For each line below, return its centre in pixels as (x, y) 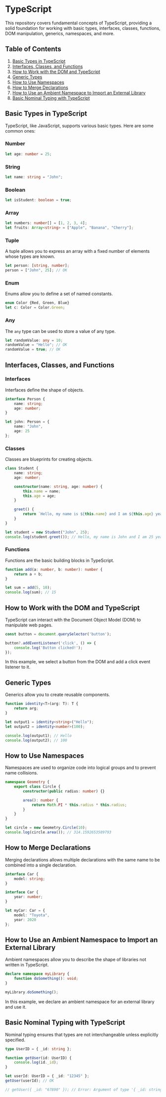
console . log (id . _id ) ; (36, 1062)
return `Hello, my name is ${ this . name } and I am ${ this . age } (88, 514)
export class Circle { (37, 787)
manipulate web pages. (29, 625)
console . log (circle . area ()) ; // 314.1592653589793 (58, 832)
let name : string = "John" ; (34, 177)
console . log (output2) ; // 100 (36, 740)
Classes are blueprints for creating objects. (49, 459)
